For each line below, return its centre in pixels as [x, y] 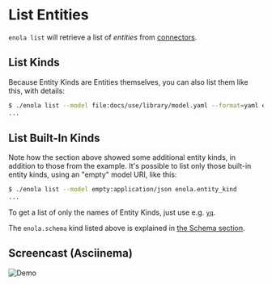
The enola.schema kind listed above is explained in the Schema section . [127, 228]
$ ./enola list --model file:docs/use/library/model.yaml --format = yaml [134, 105]
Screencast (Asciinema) [71, 253]
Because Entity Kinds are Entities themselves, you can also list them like [128, 82]
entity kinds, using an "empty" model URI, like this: [93, 174]
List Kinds [34, 63]
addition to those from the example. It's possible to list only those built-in [130, 166]
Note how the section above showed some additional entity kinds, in [122, 157]
